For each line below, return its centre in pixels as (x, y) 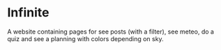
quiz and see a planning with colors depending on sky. (85, 38)
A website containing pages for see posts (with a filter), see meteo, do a (111, 32)
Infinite (28, 13)
